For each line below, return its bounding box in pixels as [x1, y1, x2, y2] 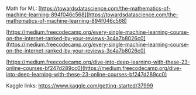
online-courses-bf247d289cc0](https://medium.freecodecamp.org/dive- [6, 65, 182, 72]
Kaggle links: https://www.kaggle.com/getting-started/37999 [6, 82, 153, 89]
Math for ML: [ [6, 5, 41, 12]
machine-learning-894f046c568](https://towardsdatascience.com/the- [6, 11, 178, 18]
